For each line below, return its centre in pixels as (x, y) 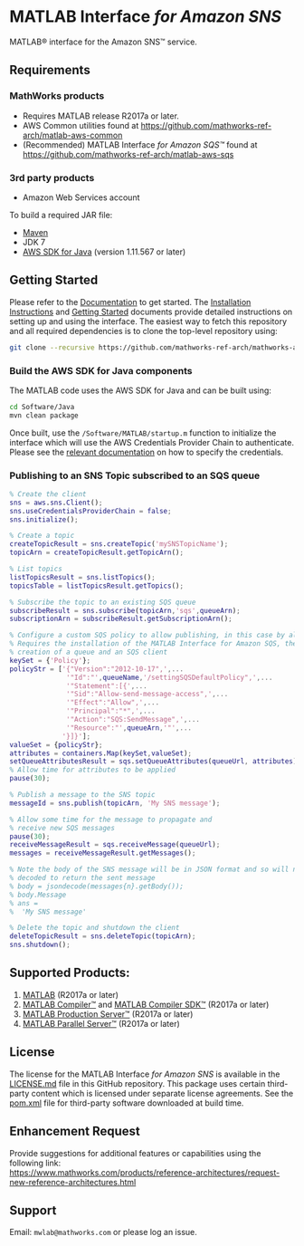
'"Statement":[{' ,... (107, 685)
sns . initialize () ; (44, 519)
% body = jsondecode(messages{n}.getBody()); (96, 886)
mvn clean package (44, 415)
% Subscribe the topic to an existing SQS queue (103, 602)
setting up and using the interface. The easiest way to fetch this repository (148, 321)
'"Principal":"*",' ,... (111, 711)
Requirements (50, 70)
